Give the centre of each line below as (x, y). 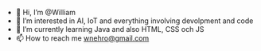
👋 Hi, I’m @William (46, 12)
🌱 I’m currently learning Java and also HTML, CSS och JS (110, 29)
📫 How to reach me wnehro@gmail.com (82, 38)
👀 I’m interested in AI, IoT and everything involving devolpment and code (134, 21)
